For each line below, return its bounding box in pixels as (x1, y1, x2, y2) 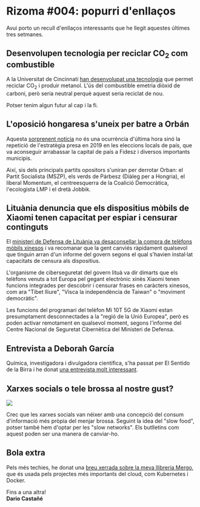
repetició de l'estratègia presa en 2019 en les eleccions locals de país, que (6, 141, 193, 149)
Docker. (6, 477, 26, 484)
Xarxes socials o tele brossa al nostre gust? (6, 383, 174, 394)
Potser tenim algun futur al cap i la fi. (6, 101, 98, 108)
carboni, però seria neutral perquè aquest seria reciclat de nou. (6, 90, 164, 97)
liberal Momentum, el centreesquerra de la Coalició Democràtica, (6, 179, 169, 186)
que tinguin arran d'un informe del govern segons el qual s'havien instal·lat (6, 251, 193, 258)
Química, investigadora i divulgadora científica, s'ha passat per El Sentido (6, 359, 190, 367)
